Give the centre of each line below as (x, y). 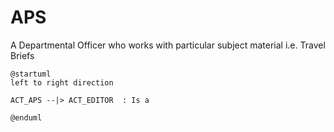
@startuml (31, 74)
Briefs (22, 55)
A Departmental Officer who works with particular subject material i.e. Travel (168, 45)
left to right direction (62, 82)
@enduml (26, 117)
